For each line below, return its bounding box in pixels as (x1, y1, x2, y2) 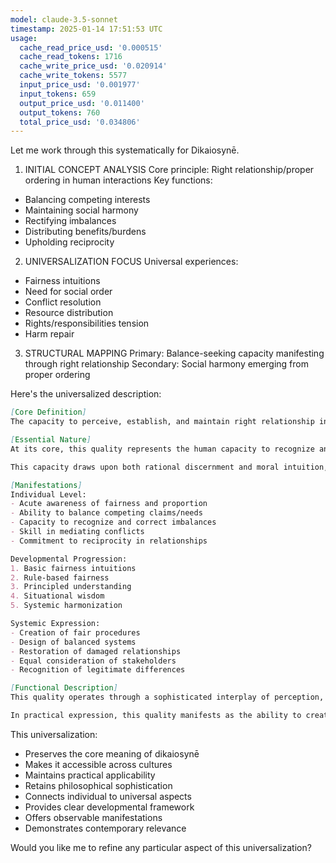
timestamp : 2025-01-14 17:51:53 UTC (10, 24, 163, 34)
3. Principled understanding (10, 582, 132, 592)
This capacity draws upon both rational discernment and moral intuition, (10, 462, 329, 472)
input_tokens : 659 (19, 89, 97, 99)
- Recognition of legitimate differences (10, 665, 186, 675)
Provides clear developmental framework (24, 801, 195, 813)
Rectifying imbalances (24, 215, 117, 227)
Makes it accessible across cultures (24, 758, 173, 770)
